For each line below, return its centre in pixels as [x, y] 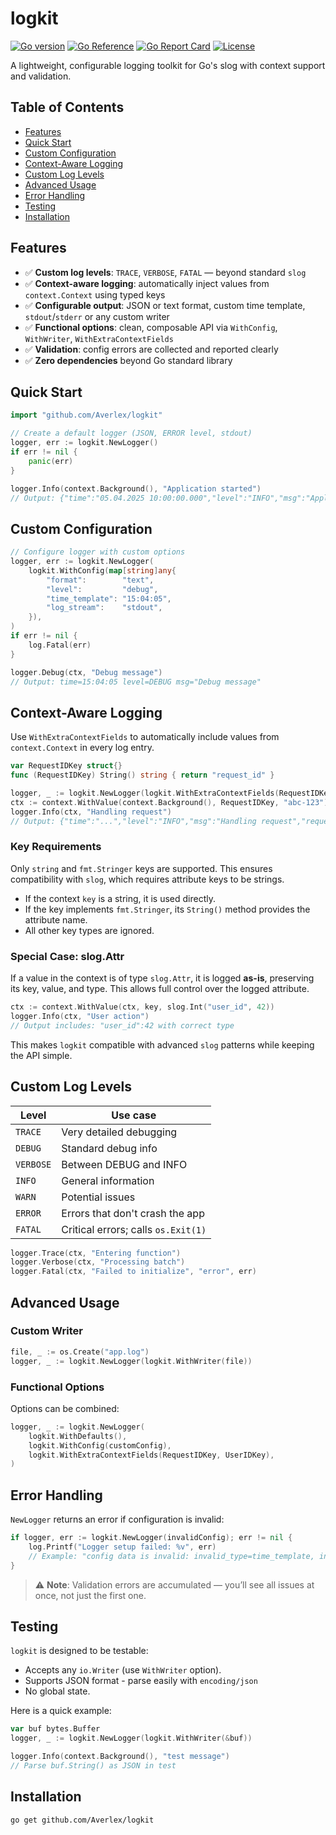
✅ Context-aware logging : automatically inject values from [147, 283]
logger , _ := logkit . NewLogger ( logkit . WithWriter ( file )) [131, 1361]
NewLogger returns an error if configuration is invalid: [117, 1519]
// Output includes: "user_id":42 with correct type [122, 1025]
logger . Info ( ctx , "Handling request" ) [91, 812]
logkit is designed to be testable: [79, 1651]
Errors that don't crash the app [133, 1213]
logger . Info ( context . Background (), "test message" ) [120, 1757]
